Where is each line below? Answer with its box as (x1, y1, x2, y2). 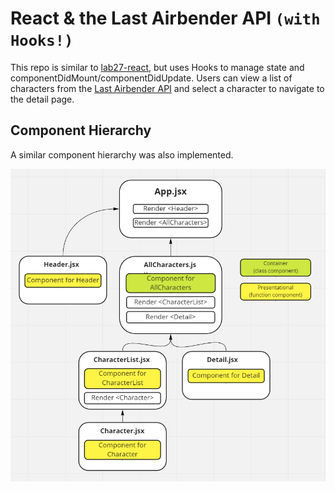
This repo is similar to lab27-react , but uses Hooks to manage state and (10, 61, 305, 73)
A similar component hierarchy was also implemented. (10, 148, 234, 161)
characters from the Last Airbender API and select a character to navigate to (10, 82, 325, 94)
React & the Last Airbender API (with (10, 7, 321, 30)
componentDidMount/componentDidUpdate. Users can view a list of (10, 72, 293, 84)
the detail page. (10, 93, 75, 105)
